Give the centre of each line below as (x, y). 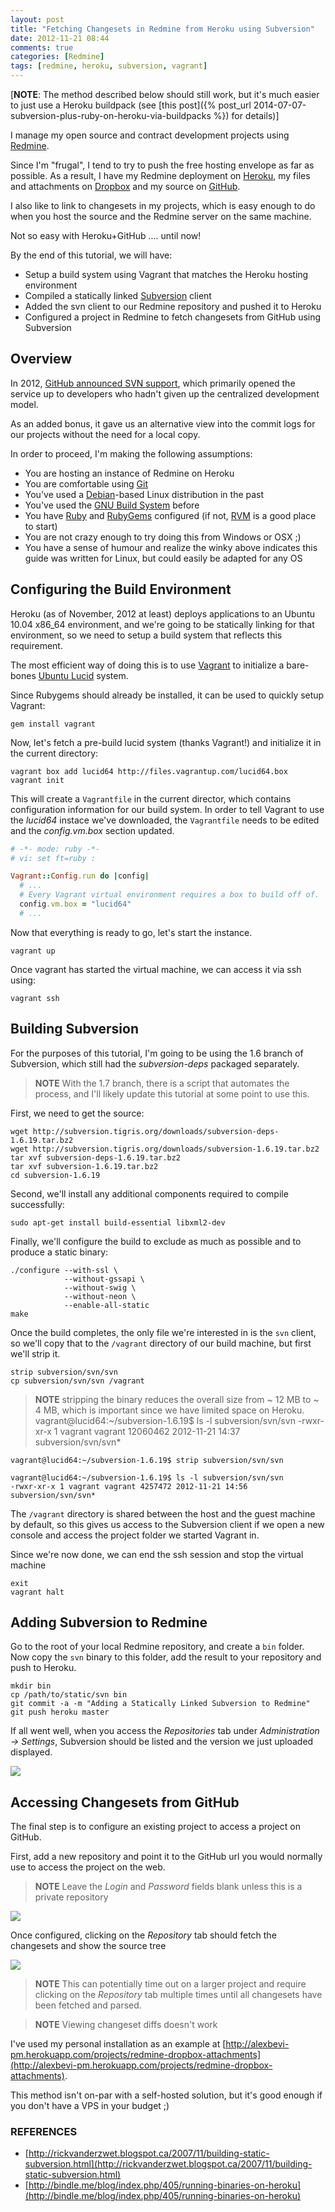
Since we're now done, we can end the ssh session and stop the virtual (157, 1554)
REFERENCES (44, 2132)
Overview (41, 359)
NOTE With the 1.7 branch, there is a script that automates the (162, 1083)
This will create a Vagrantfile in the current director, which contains (151, 798)
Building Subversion (74, 1029)
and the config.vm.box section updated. (92, 830)
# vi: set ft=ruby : (53, 858)
